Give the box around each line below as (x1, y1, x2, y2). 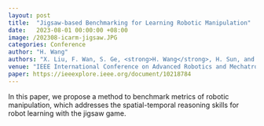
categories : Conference (8, 41, 86, 49)
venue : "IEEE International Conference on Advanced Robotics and (8, 63, 226, 71)
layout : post (8, 11, 51, 20)
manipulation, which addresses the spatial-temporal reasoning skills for (8, 100, 240, 109)
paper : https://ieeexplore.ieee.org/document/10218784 (8, 70, 192, 78)
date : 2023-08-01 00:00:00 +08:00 (8, 26, 128, 34)
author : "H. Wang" (8, 48, 68, 56)
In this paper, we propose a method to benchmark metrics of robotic (8, 91, 229, 101)
